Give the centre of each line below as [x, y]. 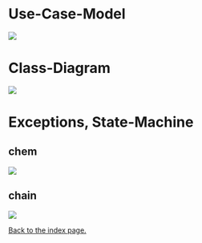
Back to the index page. [47, 230]
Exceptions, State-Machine [101, 122]
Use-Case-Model [67, 14]
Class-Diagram [59, 68]
